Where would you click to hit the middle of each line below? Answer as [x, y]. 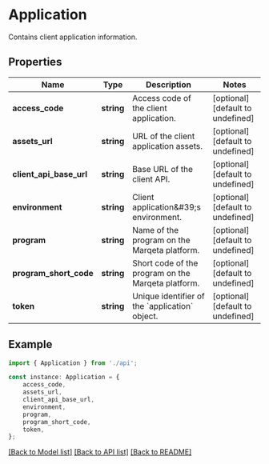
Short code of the [165, 263]
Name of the [155, 230]
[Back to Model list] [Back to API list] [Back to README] [100, 452]
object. [145, 316]
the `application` [163, 306]
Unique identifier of [169, 296]
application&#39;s [167, 207]
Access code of [162, 98]
